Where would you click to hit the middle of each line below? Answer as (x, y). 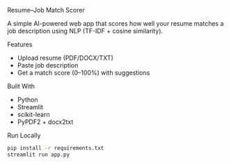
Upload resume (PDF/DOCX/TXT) (65, 58)
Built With (21, 86)
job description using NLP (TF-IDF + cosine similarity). (85, 31)
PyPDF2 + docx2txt (45, 122)
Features (20, 44)
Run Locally (24, 135)
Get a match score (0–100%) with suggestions (83, 73)
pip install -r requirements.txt (56, 148)
